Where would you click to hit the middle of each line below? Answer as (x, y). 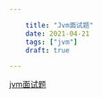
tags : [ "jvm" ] (51, 42)
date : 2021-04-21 (58, 33)
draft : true (47, 50)
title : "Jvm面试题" (59, 25)
